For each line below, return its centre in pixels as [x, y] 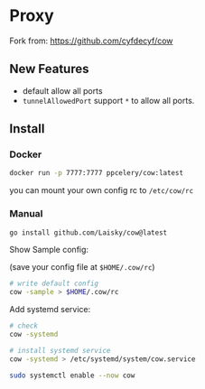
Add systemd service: [50, 310]
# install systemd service [60, 350]
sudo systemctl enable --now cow [72, 375]
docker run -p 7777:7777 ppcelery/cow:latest [96, 173]
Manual [26, 214]
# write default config [54, 284]
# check [24, 326]
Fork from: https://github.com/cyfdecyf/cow [91, 41]
